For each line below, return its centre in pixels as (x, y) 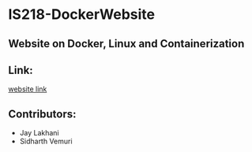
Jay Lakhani (39, 133)
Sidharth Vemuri (46, 141)
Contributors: (42, 114)
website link (28, 89)
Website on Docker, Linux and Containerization (126, 44)
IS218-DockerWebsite (82, 15)
